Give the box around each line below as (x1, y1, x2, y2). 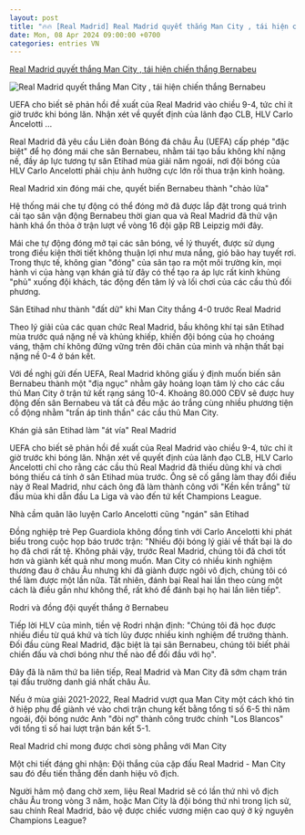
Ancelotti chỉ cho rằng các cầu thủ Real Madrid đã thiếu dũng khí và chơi (9, 462, 282, 473)
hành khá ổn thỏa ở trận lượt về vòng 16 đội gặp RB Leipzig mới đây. (9, 220, 264, 231)
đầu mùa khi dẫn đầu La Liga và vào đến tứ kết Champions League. (9, 491, 262, 502)
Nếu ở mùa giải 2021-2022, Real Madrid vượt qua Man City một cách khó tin (9, 694, 294, 705)
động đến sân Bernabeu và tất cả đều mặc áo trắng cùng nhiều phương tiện (9, 398, 294, 409)
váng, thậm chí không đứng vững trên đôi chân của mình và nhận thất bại (9, 341, 284, 352)
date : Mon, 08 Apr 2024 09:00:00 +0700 (9, 30, 161, 39)
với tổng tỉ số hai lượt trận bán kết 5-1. (9, 723, 151, 735)
